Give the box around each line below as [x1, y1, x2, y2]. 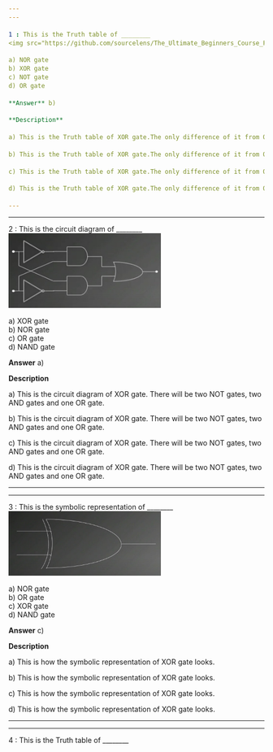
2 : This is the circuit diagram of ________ [8, 224, 143, 233]
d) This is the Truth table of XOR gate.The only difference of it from [8, 185, 260, 193]
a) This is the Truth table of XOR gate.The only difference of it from [8, 133, 260, 141]
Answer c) [8, 626, 45, 636]
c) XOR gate [8, 602, 49, 611]
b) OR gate [8, 593, 45, 602]
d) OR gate [8, 81, 45, 89]
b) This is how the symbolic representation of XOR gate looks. [8, 673, 215, 683]
